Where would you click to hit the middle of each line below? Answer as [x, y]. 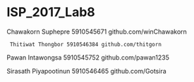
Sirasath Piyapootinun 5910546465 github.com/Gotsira [86, 71]
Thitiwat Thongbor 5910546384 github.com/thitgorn [85, 44]
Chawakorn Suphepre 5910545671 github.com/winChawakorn [97, 32]
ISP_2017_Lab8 [51, 12]
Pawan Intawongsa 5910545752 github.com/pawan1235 [88, 57]
